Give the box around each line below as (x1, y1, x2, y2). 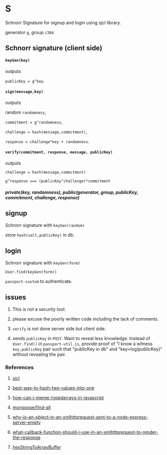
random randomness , (5, 109, 46, 115)
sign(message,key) (5, 89, 43, 94)
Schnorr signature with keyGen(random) (5, 222, 85, 228)
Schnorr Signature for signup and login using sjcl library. (5, 20, 121, 26)
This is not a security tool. (12, 306, 66, 312)
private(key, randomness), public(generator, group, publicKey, (5, 189, 138, 195)
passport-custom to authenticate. (5, 278, 72, 284)
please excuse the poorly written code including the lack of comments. (12, 316, 159, 322)
